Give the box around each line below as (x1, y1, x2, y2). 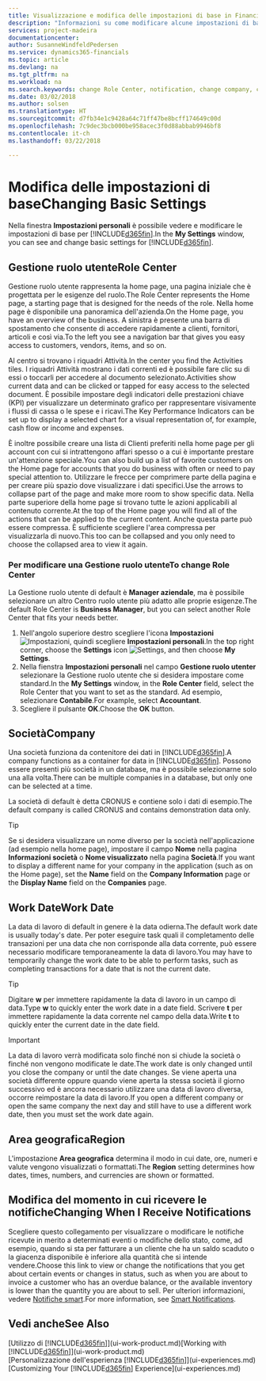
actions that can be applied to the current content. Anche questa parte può (8, 514, 253, 524)
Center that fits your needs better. (8, 612, 119, 622)
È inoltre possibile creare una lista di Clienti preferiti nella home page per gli (8, 439, 255, 448)
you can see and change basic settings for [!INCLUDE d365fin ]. (8, 238, 214, 247)
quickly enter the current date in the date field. (8, 1020, 160, 1030)
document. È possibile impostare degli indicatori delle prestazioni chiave (8, 390, 244, 399)
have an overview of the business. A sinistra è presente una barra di (8, 315, 230, 325)
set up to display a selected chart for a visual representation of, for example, (8, 415, 257, 425)
